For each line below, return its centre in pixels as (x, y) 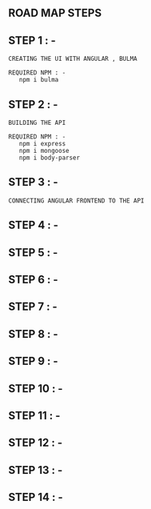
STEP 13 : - (36, 470)
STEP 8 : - (33, 334)
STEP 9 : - (33, 361)
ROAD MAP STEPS (55, 13)
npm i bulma (39, 80)
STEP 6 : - (33, 280)
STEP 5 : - (33, 252)
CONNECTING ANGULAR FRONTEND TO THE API (77, 200)
